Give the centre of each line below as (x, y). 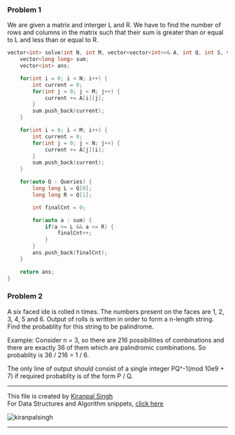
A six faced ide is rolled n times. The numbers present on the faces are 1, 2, (116, 311)
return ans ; (37, 272)
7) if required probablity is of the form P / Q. (70, 375)
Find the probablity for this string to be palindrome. (81, 326)
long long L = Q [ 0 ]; (62, 188)
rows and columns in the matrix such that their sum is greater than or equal (115, 32)
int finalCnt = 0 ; (59, 207)
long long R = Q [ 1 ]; (62, 195)
